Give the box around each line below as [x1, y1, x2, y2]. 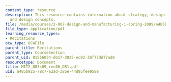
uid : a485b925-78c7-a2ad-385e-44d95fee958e [5, 69, 99, 74]
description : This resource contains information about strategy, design [5, 12, 165, 17]
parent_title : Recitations [5, 45, 63, 50]
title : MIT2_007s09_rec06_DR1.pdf [5, 64, 79, 69]
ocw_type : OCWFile [5, 41, 44, 46]
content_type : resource [5, 7, 56, 13]
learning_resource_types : [5, 31, 60, 36]
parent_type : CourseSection [5, 50, 65, 55]
